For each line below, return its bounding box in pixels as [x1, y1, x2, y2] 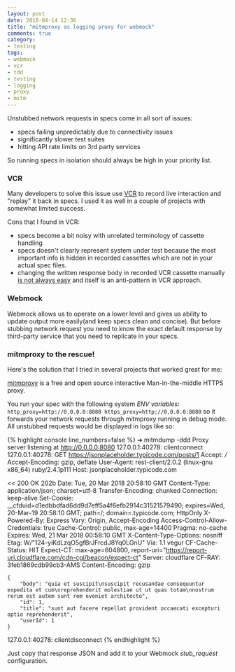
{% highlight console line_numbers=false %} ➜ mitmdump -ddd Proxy [7, 435, 209, 444]
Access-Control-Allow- [160, 516, 227, 524]
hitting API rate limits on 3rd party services [17, 143, 141, 150]
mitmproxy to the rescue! [7, 349, 95, 359]
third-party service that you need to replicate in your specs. [7, 332, 180, 340]
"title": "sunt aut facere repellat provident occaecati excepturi [20, 605, 220, 612]
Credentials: [7, 523, 43, 532]
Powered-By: [7, 516, 45, 524]
